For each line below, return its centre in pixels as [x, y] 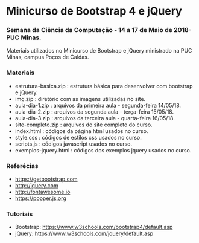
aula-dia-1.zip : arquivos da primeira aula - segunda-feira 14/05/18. [98, 105]
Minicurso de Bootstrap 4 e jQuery [94, 11]
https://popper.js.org [40, 198]
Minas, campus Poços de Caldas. [48, 57]
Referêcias [22, 166]
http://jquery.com [36, 186]
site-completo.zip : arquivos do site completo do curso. [84, 125]
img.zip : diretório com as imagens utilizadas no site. [80, 99]
